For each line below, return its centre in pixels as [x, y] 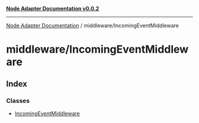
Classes [18, 101]
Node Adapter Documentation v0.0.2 [53, 9]
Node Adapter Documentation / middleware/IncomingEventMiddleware [93, 25]
